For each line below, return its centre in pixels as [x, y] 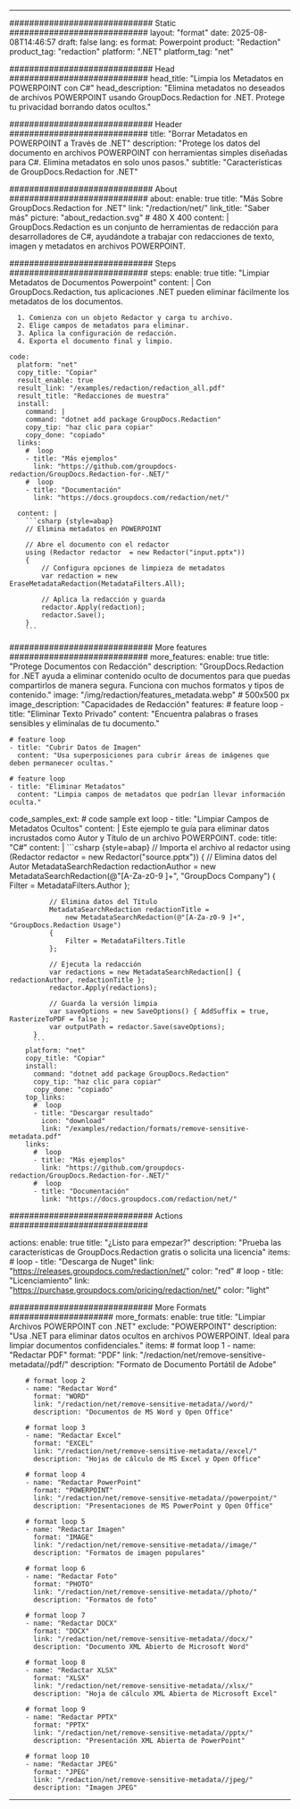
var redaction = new [79, 576]
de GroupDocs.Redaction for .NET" [74, 172]
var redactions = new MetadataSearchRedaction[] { [145, 972]
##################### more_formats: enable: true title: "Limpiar [137, 1317]
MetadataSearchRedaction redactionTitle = [129, 909]
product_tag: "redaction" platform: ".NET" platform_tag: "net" [121, 51]
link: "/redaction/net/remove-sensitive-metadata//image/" [145, 1545]
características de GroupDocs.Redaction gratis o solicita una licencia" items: [150, 1252]
